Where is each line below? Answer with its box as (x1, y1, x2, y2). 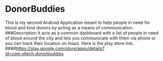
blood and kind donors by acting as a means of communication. (5, 24, 134, 30)
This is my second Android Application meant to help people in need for (5, 20, 150, 25)
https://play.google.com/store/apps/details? (16, 45, 105, 51)
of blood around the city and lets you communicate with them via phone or (5, 35, 156, 41)
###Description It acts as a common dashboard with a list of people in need (5, 30, 159, 36)
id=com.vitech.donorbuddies (5, 50, 64, 57)
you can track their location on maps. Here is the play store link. (5, 40, 134, 46)
